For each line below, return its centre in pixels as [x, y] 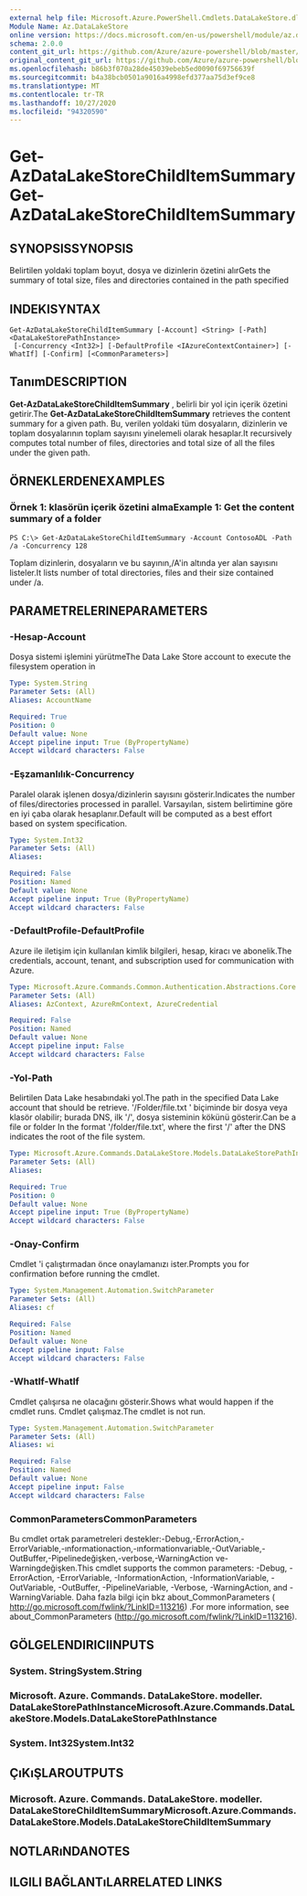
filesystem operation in [53, 666]
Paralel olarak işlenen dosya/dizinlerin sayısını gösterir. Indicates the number [152, 794]
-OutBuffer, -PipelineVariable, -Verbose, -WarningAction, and [173, 1588]
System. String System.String [76, 1671]
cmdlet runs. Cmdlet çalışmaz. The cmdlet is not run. [107, 1411]
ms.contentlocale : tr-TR [57, 94]
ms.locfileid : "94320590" [58, 112]
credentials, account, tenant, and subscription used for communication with [152, 960]
